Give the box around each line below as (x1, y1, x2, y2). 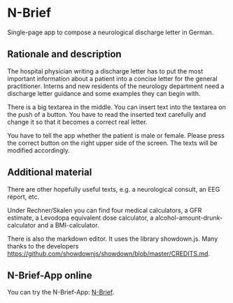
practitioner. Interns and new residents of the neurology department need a (7, 82, 225, 90)
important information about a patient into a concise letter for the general (7, 74, 218, 83)
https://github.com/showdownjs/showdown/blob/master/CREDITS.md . (7, 249, 211, 258)
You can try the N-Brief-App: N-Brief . (7, 288, 115, 297)
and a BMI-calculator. (37, 220, 99, 229)
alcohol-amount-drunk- (155, 213, 223, 222)
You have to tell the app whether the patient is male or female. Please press (7, 131, 225, 139)
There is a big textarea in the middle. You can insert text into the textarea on (7, 103, 226, 111)
